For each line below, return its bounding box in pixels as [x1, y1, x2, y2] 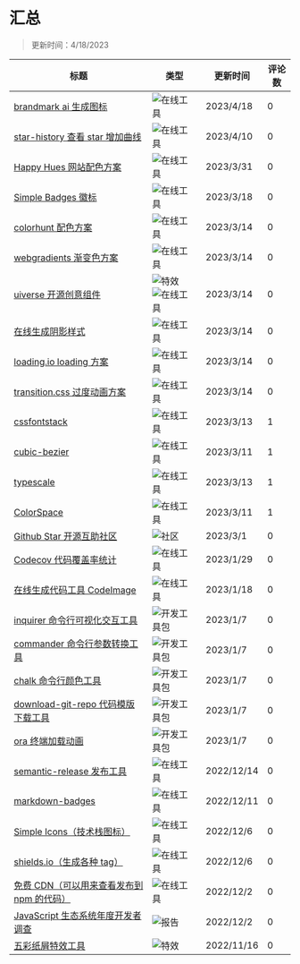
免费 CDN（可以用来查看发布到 [13, 879, 144, 891]
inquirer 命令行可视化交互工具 [13, 614, 138, 627]
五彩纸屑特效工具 [13, 939, 87, 951]
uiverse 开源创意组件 [13, 288, 101, 301]
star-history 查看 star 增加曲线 [13, 131, 142, 143]
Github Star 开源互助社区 [13, 530, 118, 542]
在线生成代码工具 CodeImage [13, 584, 137, 596]
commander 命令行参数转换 [13, 637, 129, 650]
